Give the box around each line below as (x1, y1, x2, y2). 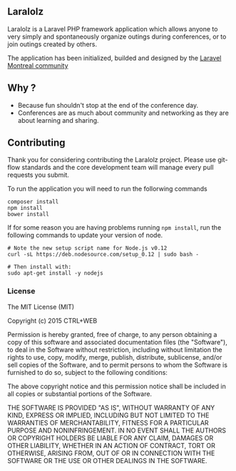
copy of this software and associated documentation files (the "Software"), (7, 338, 228, 346)
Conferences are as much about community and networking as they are (17, 108, 230, 117)
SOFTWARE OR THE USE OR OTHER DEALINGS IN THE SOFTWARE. (7, 456, 207, 465)
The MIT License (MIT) (7, 303, 75, 311)
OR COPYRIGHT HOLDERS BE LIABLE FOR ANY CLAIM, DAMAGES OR (7, 433, 214, 442)
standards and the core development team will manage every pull (21, 163, 214, 172)
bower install (7, 211, 50, 218)
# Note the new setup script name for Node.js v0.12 (7, 245, 168, 252)
